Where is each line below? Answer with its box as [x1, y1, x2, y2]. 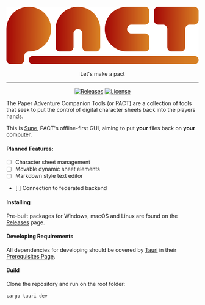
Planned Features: [6, 145, 54, 152]
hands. [6, 112, 24, 120]
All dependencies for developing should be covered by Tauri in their [6, 246, 177, 254]
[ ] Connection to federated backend [15, 185, 107, 192]
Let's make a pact [80, 70, 125, 78]
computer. [6, 131, 32, 138]
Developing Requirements [6, 233, 74, 240]
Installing [6, 199, 31, 205]
